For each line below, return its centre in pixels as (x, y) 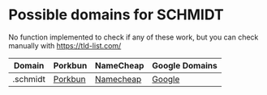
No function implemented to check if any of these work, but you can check (133, 37)
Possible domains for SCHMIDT (116, 15)
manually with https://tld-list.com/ (65, 45)
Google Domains (185, 65)
